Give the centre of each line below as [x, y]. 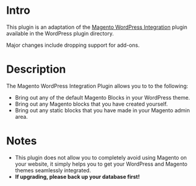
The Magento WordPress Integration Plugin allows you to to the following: [97, 86]
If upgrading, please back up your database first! [77, 176]
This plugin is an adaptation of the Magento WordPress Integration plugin [97, 27]
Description [36, 69]
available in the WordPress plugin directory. [60, 33]
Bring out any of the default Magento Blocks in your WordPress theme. [103, 97]
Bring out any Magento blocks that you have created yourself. [91, 104]
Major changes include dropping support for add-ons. [73, 45]
